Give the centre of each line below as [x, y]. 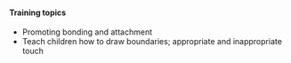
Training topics [38, 12]
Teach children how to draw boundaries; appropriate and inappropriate [152, 42]
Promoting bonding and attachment [87, 32]
